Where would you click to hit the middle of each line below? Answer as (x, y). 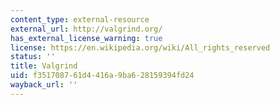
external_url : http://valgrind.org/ (86, 29)
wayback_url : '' (44, 85)
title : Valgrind (44, 66)
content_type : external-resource (80, 19)
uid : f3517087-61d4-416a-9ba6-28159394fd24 (102, 76)
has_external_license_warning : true (86, 38)
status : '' (33, 57)
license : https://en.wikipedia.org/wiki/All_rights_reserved (140, 47)
